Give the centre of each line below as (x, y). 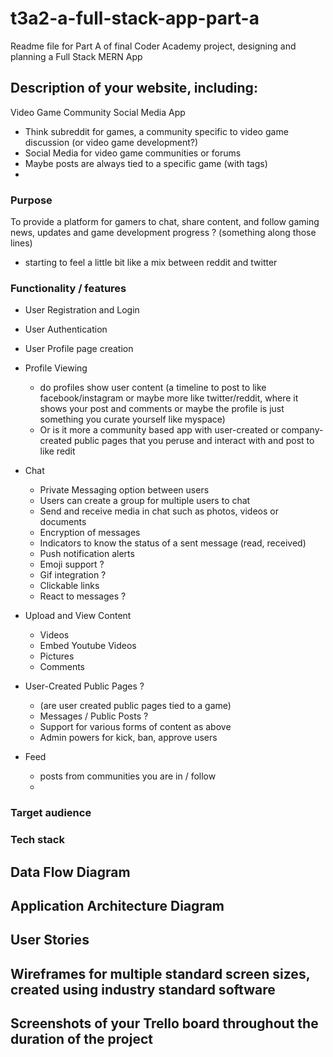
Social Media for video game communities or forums (133, 153)
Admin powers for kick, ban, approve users (128, 738)
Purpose (31, 200)
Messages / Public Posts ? (94, 716)
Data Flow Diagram (70, 872)
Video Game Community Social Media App (98, 112)
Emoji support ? (72, 564)
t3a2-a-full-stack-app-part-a (135, 18)
